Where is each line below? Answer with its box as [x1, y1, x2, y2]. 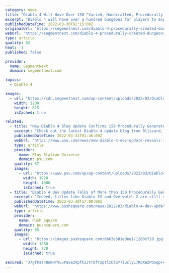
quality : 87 [14, 161, 39, 167]
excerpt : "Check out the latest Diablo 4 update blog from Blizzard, [14, 128, 163, 134]
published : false [5, 50, 42, 55]
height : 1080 [23, 180, 51, 185]
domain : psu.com [18, 157, 53, 162]
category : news [5, 7, 37, 13]
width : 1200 [14, 101, 39, 106]
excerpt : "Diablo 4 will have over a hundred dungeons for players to [5, 17, 156, 22]
